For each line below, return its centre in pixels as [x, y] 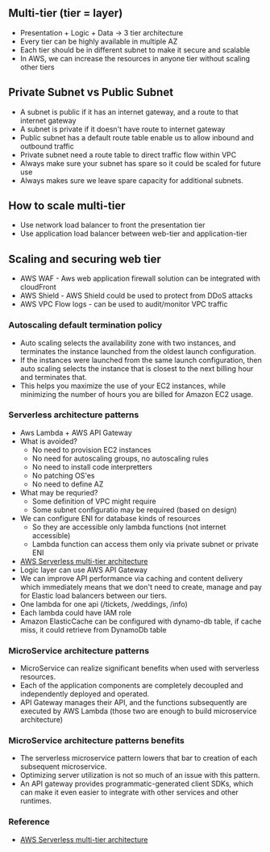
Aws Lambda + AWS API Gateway [76, 432]
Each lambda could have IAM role [75, 612]
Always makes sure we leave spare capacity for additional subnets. [132, 180]
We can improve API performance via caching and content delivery [131, 578]
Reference [29, 822]
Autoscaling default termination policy [85, 325]
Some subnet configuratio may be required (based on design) [135, 510]
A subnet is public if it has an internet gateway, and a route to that [129, 111]
